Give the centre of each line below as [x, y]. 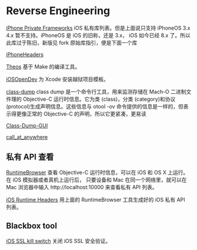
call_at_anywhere [27, 137]
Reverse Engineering [58, 11]
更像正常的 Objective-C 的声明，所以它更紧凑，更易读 [81, 114]
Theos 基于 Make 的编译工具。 [43, 67]
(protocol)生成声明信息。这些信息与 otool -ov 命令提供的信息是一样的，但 [95, 106]
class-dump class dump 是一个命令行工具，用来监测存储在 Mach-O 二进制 [96, 91]
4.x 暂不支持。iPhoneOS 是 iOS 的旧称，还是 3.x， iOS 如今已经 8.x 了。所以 [98, 35]
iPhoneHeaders [25, 54]
